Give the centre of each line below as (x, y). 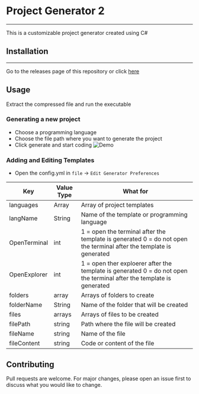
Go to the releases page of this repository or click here (73, 71)
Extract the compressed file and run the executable (69, 104)
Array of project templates (117, 205)
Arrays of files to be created (120, 315)
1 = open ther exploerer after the (126, 263)
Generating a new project (43, 120)
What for (135, 192)
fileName (22, 334)
